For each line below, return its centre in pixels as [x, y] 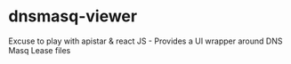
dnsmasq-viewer [73, 16]
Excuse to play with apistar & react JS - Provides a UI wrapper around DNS [145, 41]
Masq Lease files [40, 50]
